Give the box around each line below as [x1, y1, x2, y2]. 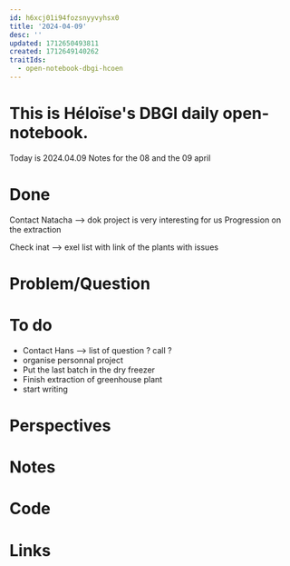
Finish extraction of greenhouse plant [22, 373, 163, 384]
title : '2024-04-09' [9, 22, 88, 31]
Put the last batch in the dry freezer [22, 364, 156, 375]
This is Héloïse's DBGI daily [9, 104, 219, 124]
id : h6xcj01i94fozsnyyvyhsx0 [9, 13, 120, 23]
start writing [22, 383, 68, 394]
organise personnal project [22, 354, 124, 365]
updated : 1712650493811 [9, 38, 100, 48]
